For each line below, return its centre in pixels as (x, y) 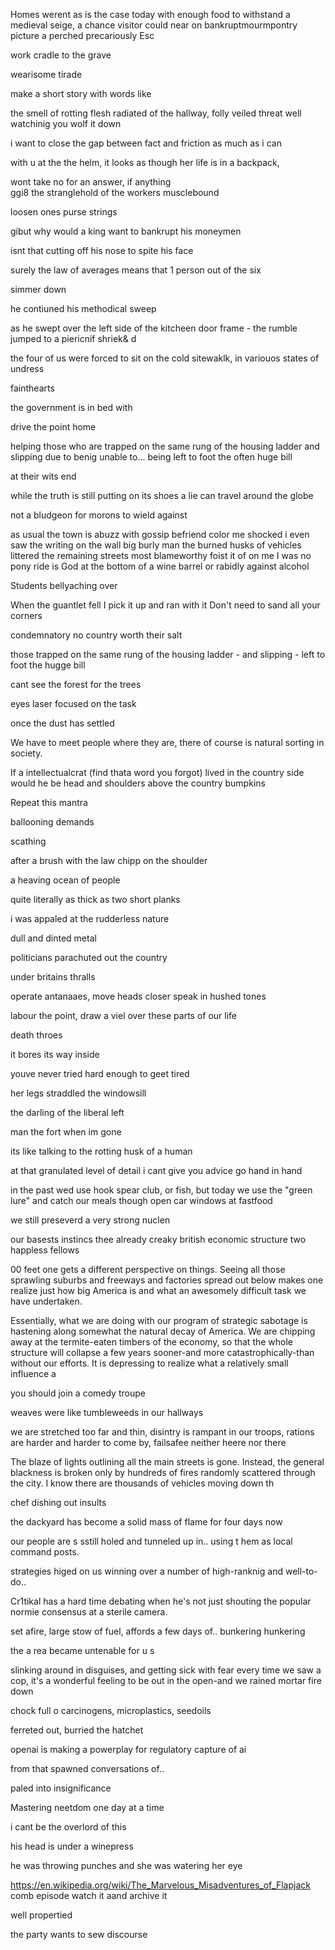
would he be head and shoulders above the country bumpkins (138, 783)
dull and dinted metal (53, 938)
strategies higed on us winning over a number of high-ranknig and (146, 1571)
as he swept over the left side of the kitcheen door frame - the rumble (154, 328)
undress (27, 368)
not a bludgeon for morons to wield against (99, 515)
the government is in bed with (71, 407)
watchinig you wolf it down (66, 123)
